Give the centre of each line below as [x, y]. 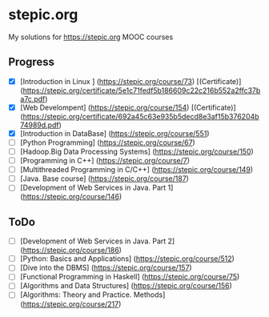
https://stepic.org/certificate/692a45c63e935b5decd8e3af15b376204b [141, 116]
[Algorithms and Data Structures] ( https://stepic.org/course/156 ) [126, 286]
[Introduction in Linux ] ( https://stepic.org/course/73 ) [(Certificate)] [130, 81]
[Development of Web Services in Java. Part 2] [97, 241]
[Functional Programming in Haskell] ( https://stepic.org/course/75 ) [130, 277]
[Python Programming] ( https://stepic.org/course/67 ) [108, 142]
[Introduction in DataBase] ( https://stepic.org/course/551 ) [114, 133]
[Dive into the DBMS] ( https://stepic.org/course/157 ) [106, 268]
